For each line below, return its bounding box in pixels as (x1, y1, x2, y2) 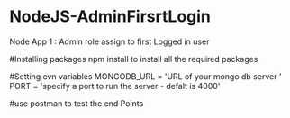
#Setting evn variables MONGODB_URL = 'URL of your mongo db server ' (9, 70, 282, 82)
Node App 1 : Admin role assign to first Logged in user (9, 36, 210, 47)
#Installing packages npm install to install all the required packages (9, 53, 258, 64)
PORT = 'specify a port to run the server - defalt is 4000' (9, 80, 221, 91)
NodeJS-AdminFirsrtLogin (9, 6, 212, 27)
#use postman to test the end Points (9, 97, 144, 109)
